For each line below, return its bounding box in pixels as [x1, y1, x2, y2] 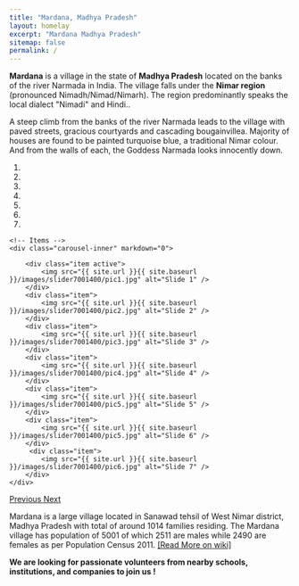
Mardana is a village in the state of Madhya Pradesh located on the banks [9, 70, 283, 81]
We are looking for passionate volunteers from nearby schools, [9, 557, 248, 567]
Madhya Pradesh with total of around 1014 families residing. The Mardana [9, 521, 279, 532]
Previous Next [9, 494, 62, 505]
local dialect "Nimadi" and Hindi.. [9, 99, 131, 110]
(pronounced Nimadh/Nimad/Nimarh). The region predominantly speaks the [9, 90, 288, 101]
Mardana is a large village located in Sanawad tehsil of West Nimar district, [9, 511, 284, 522]
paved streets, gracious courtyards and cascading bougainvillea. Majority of [9, 126, 290, 136]
